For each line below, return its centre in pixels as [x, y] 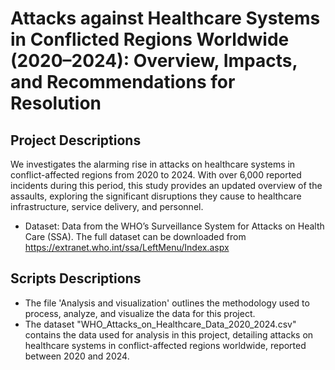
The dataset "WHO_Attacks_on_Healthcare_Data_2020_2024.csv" [160, 324]
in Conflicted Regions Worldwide [150, 39]
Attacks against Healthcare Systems [165, 18]
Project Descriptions [76, 140]
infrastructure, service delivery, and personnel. [107, 206]
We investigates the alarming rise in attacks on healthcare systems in [153, 164]
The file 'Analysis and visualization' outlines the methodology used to [167, 303]
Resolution [56, 103]
